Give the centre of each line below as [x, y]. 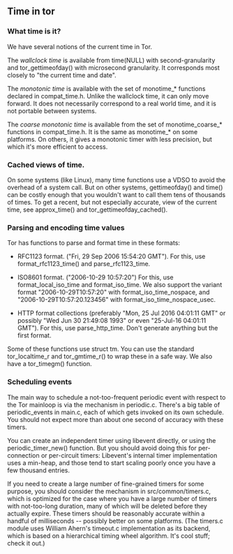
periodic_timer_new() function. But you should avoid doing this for [102, 448]
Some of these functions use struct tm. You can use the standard [101, 349]
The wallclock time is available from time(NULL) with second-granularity [111, 60]
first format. [34, 335]
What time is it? [34, 31]
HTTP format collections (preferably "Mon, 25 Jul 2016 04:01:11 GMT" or [121, 313]
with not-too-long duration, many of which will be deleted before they [107, 506]
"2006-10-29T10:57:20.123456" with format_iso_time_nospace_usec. [116, 300]
